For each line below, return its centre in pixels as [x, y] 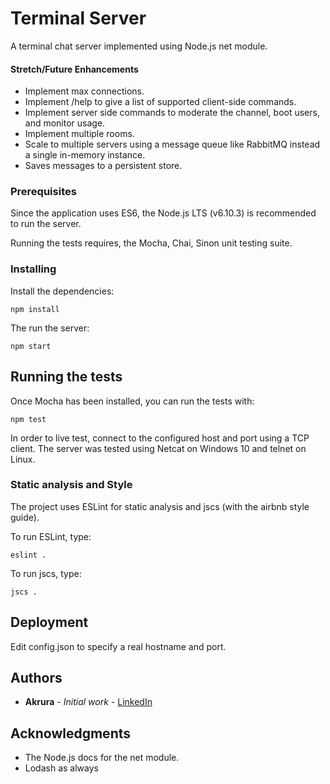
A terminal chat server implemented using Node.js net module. [139, 46]
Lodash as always [61, 768]
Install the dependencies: [62, 291]
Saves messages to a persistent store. [103, 166]
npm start [31, 346]
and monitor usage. [65, 123]
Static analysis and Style [71, 485]
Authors [36, 678]
